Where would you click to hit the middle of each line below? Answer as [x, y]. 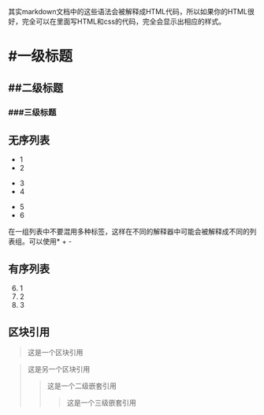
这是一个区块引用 [55, 352]
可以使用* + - [50, 241]
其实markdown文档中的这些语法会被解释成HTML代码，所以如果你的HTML [128, 11]
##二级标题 [36, 88]
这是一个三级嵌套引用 [101, 402]
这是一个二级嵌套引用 [82, 386]
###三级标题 [32, 112]
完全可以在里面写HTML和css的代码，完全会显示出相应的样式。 [124, 21]
